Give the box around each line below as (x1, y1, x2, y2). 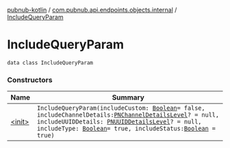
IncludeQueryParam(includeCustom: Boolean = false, (36, 104, 205, 112)
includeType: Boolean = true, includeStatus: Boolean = (36, 125, 216, 132)
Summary (112, 93, 145, 102)
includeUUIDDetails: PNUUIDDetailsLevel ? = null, (36, 118, 202, 125)
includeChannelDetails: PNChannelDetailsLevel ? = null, (36, 111, 220, 119)
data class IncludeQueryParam (7, 59, 94, 66)
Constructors (7, 75, 53, 85)
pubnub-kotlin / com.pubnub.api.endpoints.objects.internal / (7, 6, 177, 14)
